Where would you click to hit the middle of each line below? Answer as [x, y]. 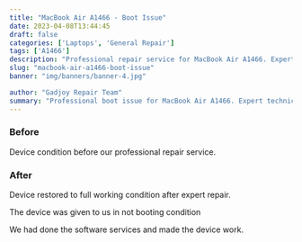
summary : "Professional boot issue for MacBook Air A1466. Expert [136, 101]
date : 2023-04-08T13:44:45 [60, 26]
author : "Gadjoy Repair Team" [66, 92]
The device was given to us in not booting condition [105, 212]
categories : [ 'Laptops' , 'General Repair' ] [92, 43]
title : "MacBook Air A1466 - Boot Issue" [88, 18]
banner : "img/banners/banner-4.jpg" [78, 76]
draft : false [34, 34]
